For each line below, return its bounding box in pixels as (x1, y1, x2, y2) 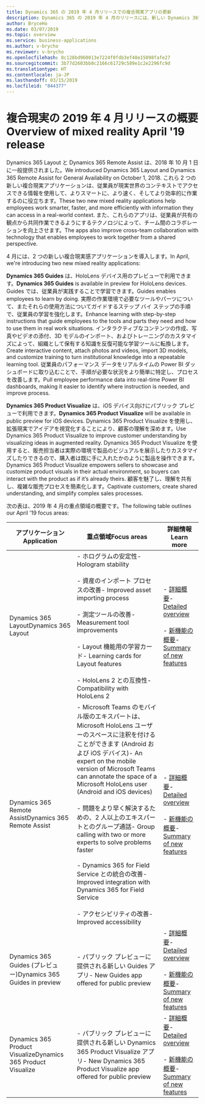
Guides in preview (9, 978, 61, 986)
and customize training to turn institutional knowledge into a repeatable (6, 353, 185, 360)
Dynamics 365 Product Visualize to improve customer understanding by (6, 431, 187, 439)
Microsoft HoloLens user (76, 779, 148, 788)
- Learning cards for (82, 651, 142, 660)
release (6, 138, 45, 152)
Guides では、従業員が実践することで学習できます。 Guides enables (6, 287, 176, 295)
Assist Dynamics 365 (9, 813, 69, 822)
